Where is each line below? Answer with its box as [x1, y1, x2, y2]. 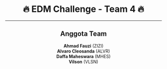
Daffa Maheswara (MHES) [56, 53, 111, 59]
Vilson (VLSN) [69, 59, 98, 65]
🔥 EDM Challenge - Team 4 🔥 [23, 3, 144, 15]
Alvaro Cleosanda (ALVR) [57, 48, 110, 54]
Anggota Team [60, 30, 107, 38]
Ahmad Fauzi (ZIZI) [63, 43, 104, 49]
